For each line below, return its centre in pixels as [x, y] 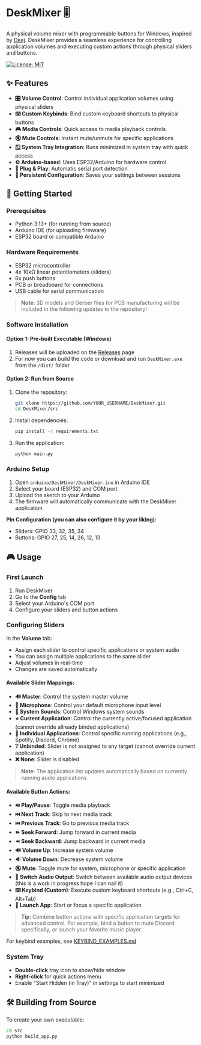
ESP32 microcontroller [43, 265]
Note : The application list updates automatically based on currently [104, 771]
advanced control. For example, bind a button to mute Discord [97, 923]
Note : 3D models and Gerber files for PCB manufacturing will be [100, 302]
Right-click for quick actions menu [58, 976]
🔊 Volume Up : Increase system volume [64, 850]
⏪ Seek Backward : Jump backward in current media [80, 841]
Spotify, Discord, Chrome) [47, 740]
